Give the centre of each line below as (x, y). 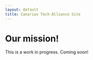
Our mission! (32, 39)
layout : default (22, 10)
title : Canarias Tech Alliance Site (43, 14)
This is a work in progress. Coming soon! (47, 52)
